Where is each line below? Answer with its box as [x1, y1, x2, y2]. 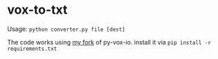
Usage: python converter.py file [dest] [7, 25, 126, 33]
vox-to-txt [7, 2, 68, 18]
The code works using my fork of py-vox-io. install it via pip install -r [7, 38, 211, 46]
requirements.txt [7, 45, 57, 52]
